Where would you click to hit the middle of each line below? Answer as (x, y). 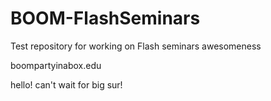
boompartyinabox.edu (56, 65)
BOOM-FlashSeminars (105, 18)
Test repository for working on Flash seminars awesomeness (136, 46)
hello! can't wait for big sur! (66, 84)
